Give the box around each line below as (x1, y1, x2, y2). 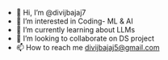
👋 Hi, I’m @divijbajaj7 (15, 8, 86, 17)
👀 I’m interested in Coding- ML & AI (15, 16, 133, 26)
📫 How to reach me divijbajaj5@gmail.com (15, 43, 160, 52)
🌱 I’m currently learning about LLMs (15, 25, 136, 34)
